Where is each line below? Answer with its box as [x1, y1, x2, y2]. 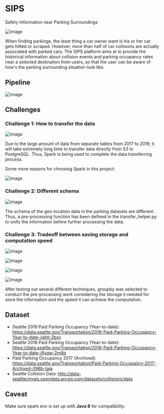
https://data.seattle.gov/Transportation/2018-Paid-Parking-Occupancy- [12, 344, 157, 350]
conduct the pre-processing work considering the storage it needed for [5, 292, 149, 297]
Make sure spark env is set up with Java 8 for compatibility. [5, 403, 126, 409]
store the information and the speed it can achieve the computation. [5, 297, 142, 303]
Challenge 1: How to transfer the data [5, 121, 95, 127]
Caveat [5, 390, 28, 398]
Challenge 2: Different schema [5, 188, 79, 195]
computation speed [5, 237, 53, 244]
